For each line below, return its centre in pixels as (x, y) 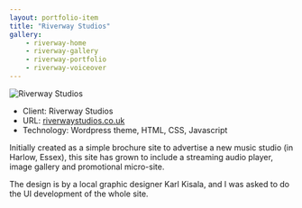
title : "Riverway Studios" (60, 26)
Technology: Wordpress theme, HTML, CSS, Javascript (125, 130)
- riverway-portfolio (66, 59)
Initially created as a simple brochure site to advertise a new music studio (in (151, 147)
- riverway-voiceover (66, 68)
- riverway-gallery (62, 51)
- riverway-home (56, 43)
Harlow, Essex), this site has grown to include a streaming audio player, (141, 157)
